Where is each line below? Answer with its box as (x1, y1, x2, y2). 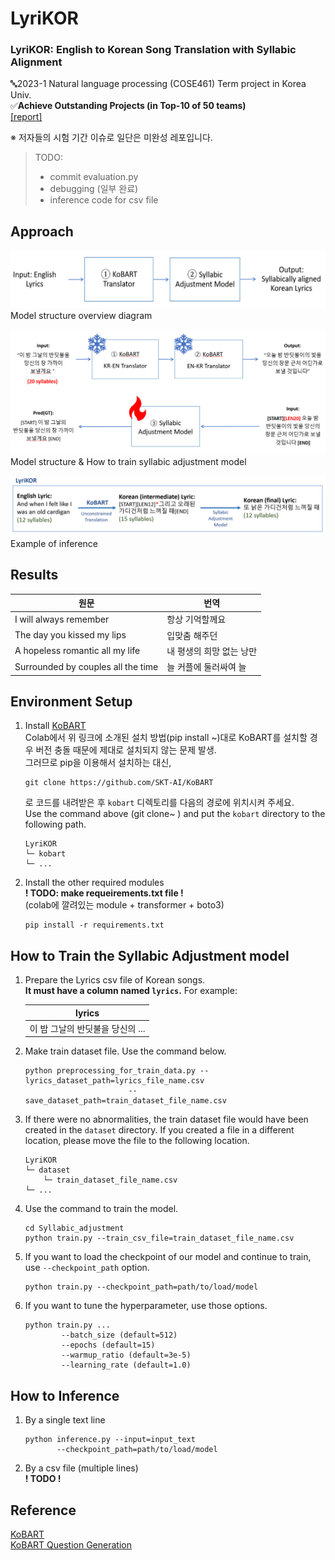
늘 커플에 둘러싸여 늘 (166, 661, 247, 672)
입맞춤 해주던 (166, 629, 218, 641)
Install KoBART (24, 720, 87, 732)
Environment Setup (10, 693, 133, 710)
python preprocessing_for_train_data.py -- (24, 1066, 210, 1076)
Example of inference (10, 537, 98, 549)
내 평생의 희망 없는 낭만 (166, 645, 258, 657)
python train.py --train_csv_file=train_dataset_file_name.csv (24, 1233, 295, 1244)
